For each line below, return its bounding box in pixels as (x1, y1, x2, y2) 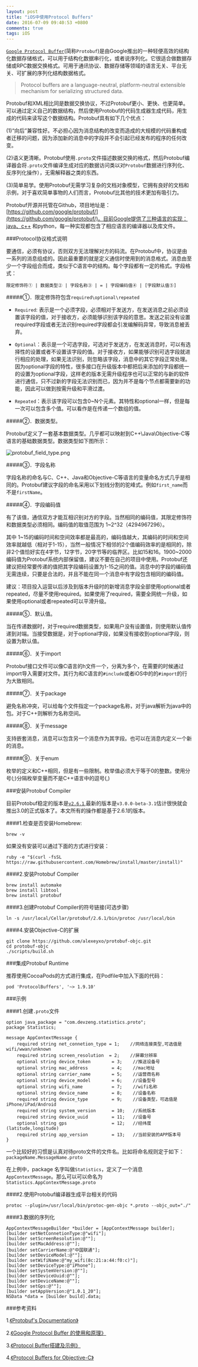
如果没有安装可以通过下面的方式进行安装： (6, 843, 110, 850)
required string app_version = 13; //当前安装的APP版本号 (16, 1132, 181, 1138)
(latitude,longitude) (6, 1126, 60, 1132)
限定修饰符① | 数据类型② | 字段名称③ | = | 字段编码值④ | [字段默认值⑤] (6, 282, 177, 289)
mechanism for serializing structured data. (20, 88, 124, 95)
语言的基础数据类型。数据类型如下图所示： (6, 438, 110, 445)
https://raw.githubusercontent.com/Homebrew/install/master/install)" (6, 859, 183, 866)
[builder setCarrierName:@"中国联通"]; (6, 1247, 101, 1253)
